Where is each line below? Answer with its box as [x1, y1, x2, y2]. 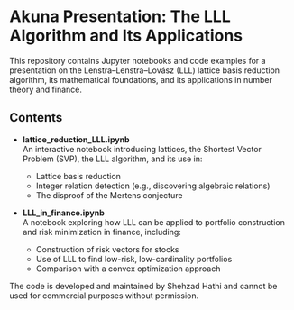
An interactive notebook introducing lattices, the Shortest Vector [22, 143, 262, 154]
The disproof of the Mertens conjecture [35, 189, 183, 200]
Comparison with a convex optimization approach [35, 263, 221, 274]
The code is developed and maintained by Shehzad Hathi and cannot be [9, 280, 278, 291]
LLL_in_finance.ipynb [22, 207, 106, 218]
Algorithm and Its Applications [9, 25, 243, 46]
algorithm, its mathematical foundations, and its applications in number [9, 74, 272, 85]
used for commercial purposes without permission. [9, 290, 199, 301]
